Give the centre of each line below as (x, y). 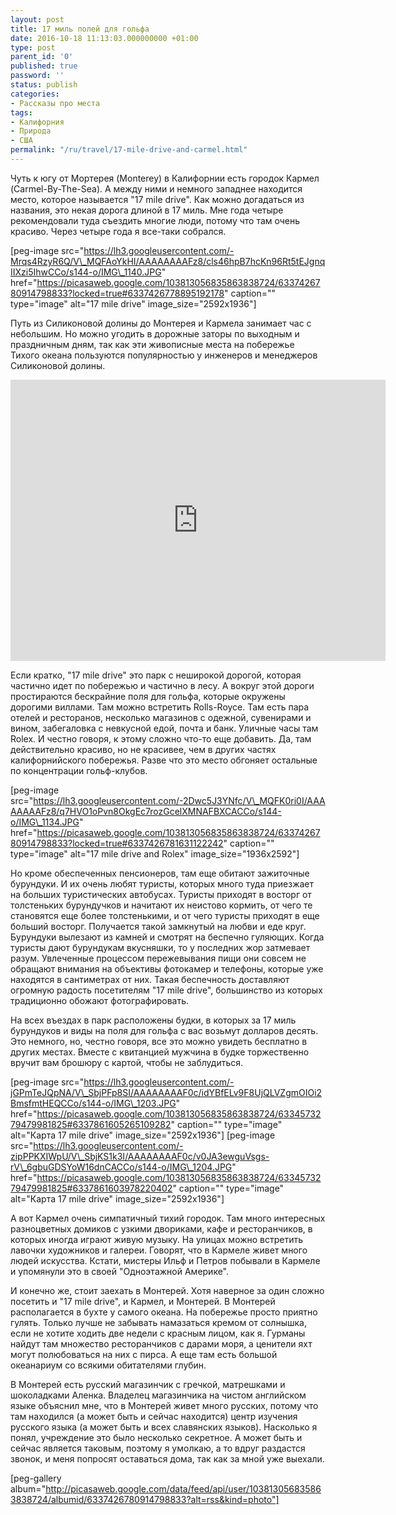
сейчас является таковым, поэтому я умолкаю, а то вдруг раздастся (158, 1448)
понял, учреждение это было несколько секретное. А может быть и (156, 1437)
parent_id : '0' (42, 57)
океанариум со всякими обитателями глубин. (108, 1365)
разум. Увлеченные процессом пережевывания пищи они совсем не (158, 958)
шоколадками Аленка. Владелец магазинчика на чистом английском (158, 1395)
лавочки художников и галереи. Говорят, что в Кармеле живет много (159, 1250)
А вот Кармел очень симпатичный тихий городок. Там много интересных (168, 1218)
